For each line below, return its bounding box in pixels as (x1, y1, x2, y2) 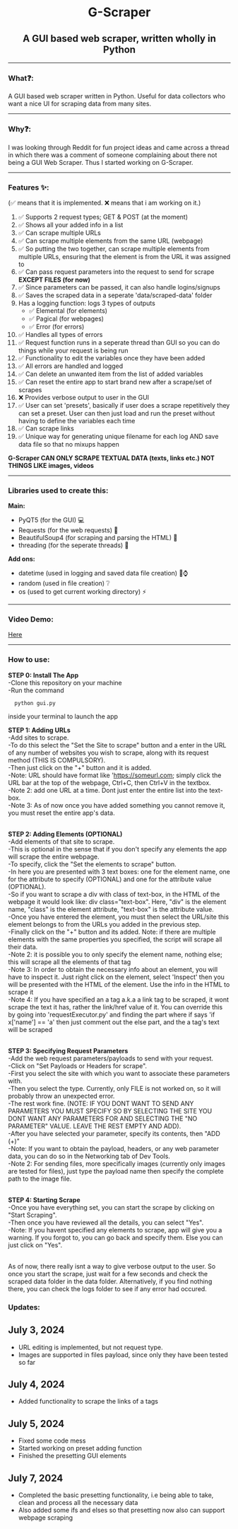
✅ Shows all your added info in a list (18, 220, 124, 229)
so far (18, 1358, 36, 1366)
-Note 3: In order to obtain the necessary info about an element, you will (8, 965, 218, 973)
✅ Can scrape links (18, 424, 75, 433)
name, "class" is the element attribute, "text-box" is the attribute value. (8, 905, 214, 913)
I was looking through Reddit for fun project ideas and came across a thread (8, 143, 230, 151)
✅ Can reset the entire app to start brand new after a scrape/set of (18, 377, 213, 386)
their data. (8, 942, 38, 951)
